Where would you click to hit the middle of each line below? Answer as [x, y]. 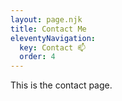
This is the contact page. [61, 85]
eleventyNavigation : [53, 38]
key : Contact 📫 [53, 47]
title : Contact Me [48, 29]
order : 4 [37, 57]
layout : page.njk [46, 19]
